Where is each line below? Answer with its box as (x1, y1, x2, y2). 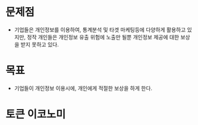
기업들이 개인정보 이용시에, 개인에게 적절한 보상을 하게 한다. (14, 84, 153, 92)
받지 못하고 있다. (20, 41, 59, 48)
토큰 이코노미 (5, 108, 66, 121)
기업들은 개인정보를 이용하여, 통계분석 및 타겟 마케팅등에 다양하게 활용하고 (14, 26, 186, 33)
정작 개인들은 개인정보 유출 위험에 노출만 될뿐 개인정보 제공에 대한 (27, 33, 180, 40)
